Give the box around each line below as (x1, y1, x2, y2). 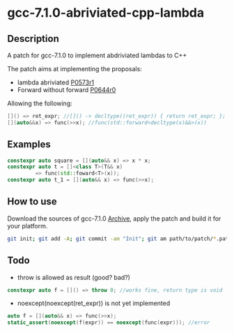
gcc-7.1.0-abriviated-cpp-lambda (7, 5, 205, 21)
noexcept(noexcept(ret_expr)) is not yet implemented (17, 299, 171, 308)
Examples (7, 138, 51, 151)
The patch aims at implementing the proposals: (7, 65, 143, 73)
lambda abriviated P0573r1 (17, 78, 95, 87)
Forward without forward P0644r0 (17, 86, 116, 94)
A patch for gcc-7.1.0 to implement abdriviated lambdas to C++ (7, 51, 187, 59)
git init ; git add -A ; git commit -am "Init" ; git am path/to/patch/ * (7, 235, 217, 242)
